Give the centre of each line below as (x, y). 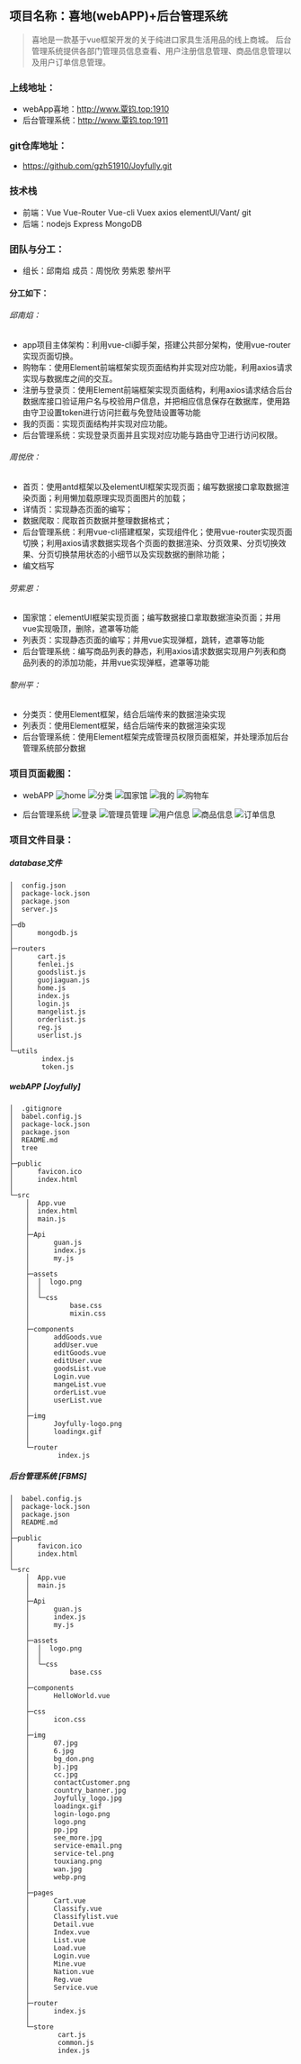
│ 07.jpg (52, 1743)
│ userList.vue (64, 1400)
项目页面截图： (42, 774)
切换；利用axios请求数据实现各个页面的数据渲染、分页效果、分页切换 (150, 543)
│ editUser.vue (64, 1360)
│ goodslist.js (48, 972)
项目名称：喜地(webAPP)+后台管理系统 (119, 16)
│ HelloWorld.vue (68, 1696)
